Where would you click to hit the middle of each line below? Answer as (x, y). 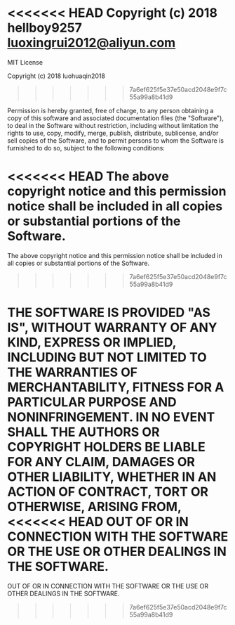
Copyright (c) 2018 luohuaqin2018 (56, 76)
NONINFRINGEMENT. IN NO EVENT (111, 417)
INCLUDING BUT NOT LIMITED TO (107, 357)
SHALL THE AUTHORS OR (83, 432)
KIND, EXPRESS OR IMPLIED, (92, 343)
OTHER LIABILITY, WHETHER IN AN (112, 477)
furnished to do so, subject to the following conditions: (86, 148)
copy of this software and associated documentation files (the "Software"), (116, 118)
